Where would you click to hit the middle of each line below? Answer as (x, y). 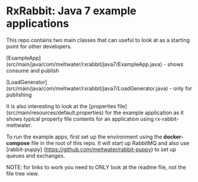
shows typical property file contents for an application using (80, 119)
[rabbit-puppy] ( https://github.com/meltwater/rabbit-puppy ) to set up (91, 149)
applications (38, 23)
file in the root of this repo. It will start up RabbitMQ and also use (110, 143)
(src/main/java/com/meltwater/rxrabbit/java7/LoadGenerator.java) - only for (99, 88)
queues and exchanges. (36, 155)
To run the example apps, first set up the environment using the (84, 136)
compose (18, 143)
